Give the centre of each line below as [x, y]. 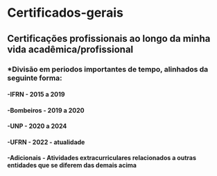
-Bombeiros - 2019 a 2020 [46, 110]
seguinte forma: [35, 78]
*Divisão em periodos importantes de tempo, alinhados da [108, 69]
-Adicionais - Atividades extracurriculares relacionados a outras [102, 158]
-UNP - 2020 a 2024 [37, 126]
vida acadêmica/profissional [70, 49]
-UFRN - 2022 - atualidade [46, 142]
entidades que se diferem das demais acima [72, 166]
